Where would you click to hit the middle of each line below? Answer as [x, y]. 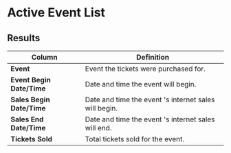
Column [44, 57]
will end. [98, 128]
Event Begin [31, 80]
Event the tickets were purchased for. [145, 69]
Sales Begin [30, 99]
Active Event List [56, 13]
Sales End [27, 119]
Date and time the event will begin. [141, 84]
